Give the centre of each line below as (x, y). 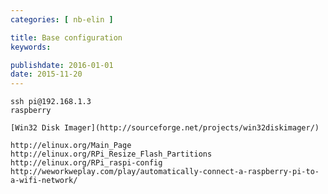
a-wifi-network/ (44, 181)
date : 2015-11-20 (46, 74)
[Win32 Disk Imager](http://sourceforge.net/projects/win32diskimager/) (165, 128)
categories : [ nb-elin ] (62, 19)
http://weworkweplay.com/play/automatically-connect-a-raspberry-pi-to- (165, 172)
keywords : (31, 47)
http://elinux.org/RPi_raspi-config (86, 163)
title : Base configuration (66, 37)
